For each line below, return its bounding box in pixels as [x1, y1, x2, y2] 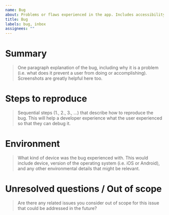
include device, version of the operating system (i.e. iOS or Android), [17, 160, 160, 166]
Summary [5, 48, 47, 60]
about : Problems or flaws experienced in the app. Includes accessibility [5, 12, 165, 17]
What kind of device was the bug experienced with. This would [17, 154, 148, 160]
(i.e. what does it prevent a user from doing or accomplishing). [17, 70, 147, 76]
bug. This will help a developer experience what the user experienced [17, 115, 162, 121]
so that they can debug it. [17, 121, 71, 126]
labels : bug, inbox [5, 21, 46, 27]
